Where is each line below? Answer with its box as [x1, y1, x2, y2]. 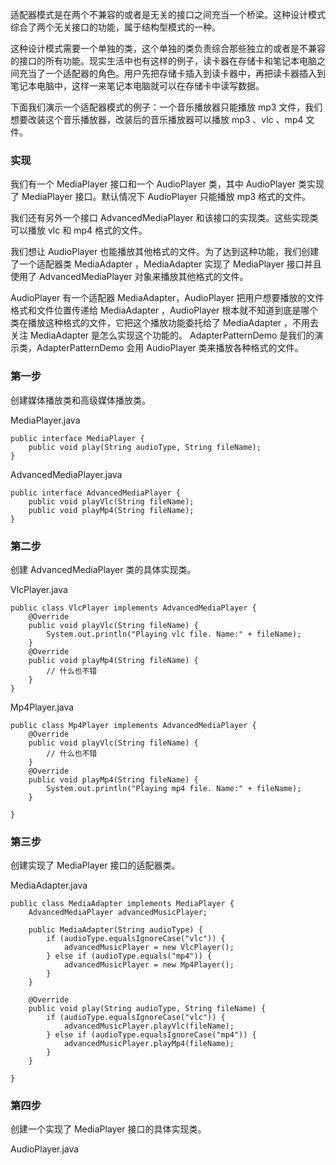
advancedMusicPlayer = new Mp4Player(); [63, 960, 235, 970]
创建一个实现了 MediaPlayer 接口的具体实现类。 [10, 1123, 207, 1135]
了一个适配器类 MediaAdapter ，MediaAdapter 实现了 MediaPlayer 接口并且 [10, 258, 322, 270]
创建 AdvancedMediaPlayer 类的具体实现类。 [10, 563, 197, 575]
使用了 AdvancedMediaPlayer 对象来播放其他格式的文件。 [10, 271, 249, 283]
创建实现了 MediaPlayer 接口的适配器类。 [10, 859, 181, 872]
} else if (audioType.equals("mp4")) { [46, 951, 213, 962]
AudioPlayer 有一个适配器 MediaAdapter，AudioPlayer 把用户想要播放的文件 [10, 292, 325, 304]
